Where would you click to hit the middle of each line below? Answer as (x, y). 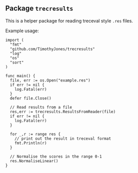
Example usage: (22, 31)
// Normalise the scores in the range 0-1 (56, 156)
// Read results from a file (41, 107)
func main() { (21, 76)
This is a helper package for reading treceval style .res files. (69, 20)
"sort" (17, 62)
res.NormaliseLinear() (34, 161)
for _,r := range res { (35, 134)
